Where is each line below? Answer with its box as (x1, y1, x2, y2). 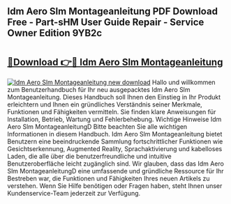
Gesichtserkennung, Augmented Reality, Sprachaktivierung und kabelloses (7, 145, 223, 152)
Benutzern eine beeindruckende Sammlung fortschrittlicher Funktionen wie (7, 137, 223, 146)
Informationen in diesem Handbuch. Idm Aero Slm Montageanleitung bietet (7, 130, 223, 138)
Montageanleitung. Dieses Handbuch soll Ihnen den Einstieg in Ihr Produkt (7, 93, 221, 101)
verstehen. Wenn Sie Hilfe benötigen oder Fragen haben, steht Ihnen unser (7, 182, 223, 190)
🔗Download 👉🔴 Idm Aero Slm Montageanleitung (7, 56, 223, 68)
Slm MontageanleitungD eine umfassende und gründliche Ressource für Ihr (7, 167, 225, 175)
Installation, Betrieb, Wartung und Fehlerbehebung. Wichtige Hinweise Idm (7, 115, 222, 123)
